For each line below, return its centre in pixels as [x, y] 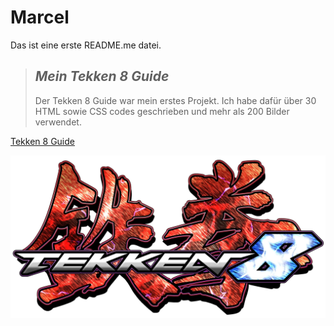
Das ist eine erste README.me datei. [86, 45]
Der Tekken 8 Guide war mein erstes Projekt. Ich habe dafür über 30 [175, 100]
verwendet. [58, 122]
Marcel [40, 17]
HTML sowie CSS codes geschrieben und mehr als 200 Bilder [162, 111]
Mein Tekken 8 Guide [102, 76]
